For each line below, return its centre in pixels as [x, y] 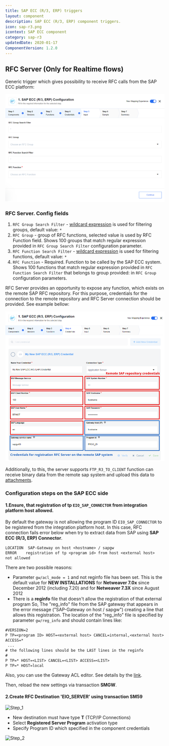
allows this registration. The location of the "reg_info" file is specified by [88, 615]
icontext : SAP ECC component [36, 32]
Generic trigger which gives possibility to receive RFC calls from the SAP [81, 82]
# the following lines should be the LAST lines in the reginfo [74, 651]
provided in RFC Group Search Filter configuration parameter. [77, 246]
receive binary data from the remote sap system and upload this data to [80, 475]
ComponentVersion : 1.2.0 [31, 48]
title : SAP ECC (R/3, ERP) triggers [44, 11]
